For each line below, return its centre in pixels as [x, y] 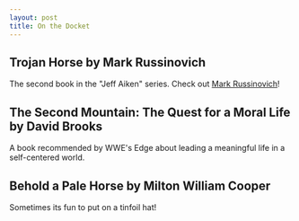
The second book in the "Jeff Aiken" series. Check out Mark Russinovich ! [145, 84]
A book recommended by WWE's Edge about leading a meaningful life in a [147, 148]
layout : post [34, 18]
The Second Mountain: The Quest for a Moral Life [150, 112]
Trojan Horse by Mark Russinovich [108, 62]
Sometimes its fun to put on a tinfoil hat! [83, 207]
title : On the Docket [50, 26]
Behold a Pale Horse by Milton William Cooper [140, 186]
